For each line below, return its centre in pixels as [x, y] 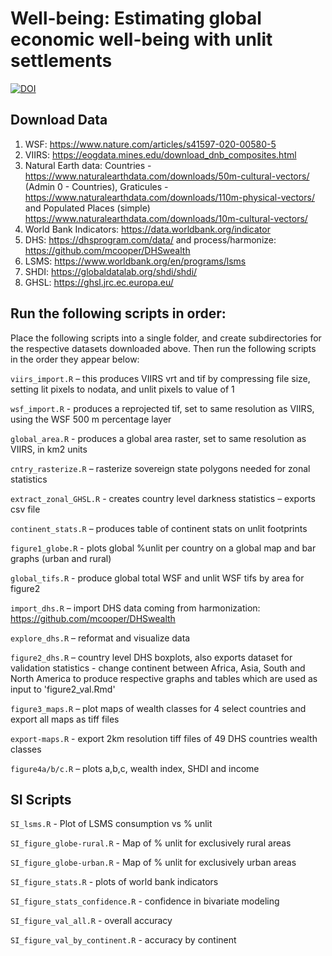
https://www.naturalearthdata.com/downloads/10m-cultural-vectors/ [166, 218]
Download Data [59, 120]
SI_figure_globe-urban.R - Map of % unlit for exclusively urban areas [153, 863]
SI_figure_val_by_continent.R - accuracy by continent [123, 940]
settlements [61, 61]
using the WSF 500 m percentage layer [91, 419]
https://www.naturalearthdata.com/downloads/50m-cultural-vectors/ [167, 176]
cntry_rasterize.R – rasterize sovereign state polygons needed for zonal [160, 468]
